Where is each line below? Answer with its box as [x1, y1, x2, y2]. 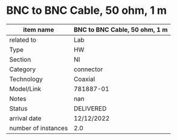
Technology [9, 75, 43, 83]
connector [73, 65, 103, 73]
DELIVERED [73, 104, 107, 112]
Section [9, 55, 31, 63]
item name [23, 25, 54, 34]
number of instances [9, 124, 68, 132]
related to [9, 36, 37, 44]
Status [9, 104, 28, 112]
